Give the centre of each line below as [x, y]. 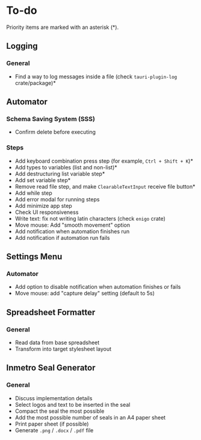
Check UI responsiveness [47, 212]
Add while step [33, 193]
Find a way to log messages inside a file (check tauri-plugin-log [96, 77]
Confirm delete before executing [55, 132]
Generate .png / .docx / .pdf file [54, 430]
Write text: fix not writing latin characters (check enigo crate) [90, 218]
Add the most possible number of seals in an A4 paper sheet [90, 417]
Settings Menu [34, 256]
